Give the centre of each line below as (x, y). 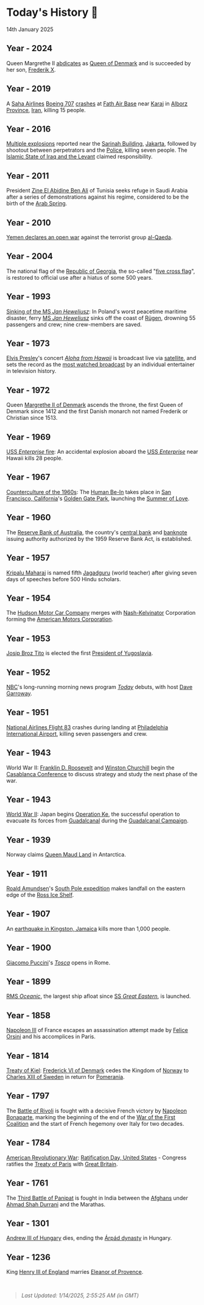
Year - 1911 (27, 874)
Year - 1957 (28, 558)
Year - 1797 (28, 1096)
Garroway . (19, 693)
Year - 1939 (29, 840)
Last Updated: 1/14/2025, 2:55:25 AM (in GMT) (80, 1296)
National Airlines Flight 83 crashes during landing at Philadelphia (87, 727)
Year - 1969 (29, 437)
